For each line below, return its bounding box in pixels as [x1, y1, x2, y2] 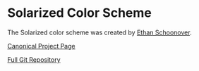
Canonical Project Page [7, 41, 76, 50]
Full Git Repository [7, 55, 61, 64]
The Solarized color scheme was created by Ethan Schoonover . [7, 28, 192, 37]
